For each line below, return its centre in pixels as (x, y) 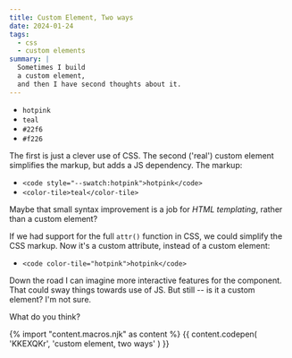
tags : (19, 34)
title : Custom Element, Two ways (71, 17)
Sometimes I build (52, 68)
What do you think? (45, 316)
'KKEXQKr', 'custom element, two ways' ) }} (89, 343)
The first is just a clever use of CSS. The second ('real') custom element (142, 155)
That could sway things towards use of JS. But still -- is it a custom (133, 290)
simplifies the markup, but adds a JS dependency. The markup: (126, 165)
